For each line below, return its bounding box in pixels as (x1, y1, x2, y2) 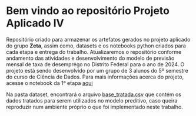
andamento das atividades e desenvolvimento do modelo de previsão (6, 54, 175, 62)
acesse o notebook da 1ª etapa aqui (6, 79, 93, 86)
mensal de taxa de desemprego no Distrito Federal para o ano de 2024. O (6, 60, 185, 68)
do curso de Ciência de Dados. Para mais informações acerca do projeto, (6, 73, 184, 80)
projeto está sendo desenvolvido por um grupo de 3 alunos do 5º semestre (6, 67, 188, 74)
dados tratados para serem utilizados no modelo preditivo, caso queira (6, 97, 178, 104)
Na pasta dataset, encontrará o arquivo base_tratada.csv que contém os (6, 91, 181, 98)
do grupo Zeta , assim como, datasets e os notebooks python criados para (6, 42, 187, 49)
